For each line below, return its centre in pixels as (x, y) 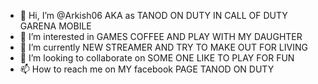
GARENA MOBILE (55, 26)
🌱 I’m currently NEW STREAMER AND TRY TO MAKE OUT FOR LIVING (163, 47)
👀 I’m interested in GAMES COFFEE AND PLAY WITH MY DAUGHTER (161, 36)
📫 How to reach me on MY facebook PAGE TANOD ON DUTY (147, 69)
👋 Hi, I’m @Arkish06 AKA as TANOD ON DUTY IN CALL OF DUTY (153, 15)
